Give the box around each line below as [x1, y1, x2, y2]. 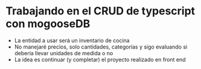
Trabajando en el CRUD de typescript [5, 4, 196, 18]
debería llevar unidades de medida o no [14, 49, 113, 56]
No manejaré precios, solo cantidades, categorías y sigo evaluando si [14, 43, 188, 50]
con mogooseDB [5, 17, 91, 31]
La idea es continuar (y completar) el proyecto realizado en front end [14, 56, 186, 63]
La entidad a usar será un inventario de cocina [14, 37, 130, 44]
